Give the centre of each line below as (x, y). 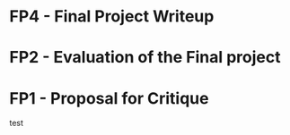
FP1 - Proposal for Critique (109, 98)
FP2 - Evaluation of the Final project (145, 58)
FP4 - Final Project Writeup (112, 17)
